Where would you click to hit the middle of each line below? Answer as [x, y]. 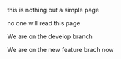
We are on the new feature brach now [61, 50]
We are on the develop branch [50, 36]
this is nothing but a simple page [53, 10]
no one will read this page [44, 23]
